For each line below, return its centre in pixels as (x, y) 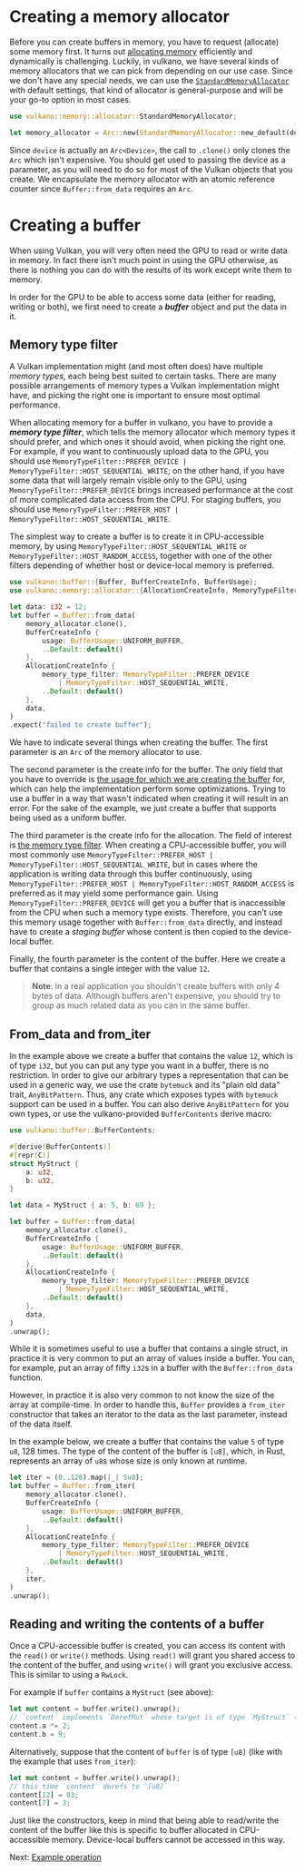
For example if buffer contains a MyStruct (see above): (112, 1692)
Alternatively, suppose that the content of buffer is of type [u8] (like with (146, 1751)
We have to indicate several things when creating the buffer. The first (138, 742)
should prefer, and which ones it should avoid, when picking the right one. (148, 442)
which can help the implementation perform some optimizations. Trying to (148, 789)
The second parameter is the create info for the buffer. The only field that (146, 769)
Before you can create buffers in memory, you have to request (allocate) (144, 42)
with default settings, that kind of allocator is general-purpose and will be (147, 90)
